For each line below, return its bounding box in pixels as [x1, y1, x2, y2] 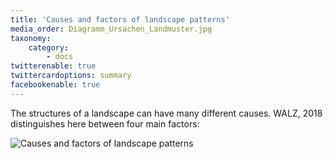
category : [28, 42, 70, 53]
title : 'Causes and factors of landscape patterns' [10, 14, 230, 25]
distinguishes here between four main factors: [10, 117, 200, 130]
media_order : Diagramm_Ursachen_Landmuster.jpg [10, 24, 213, 34]
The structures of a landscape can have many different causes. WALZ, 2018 [10, 107, 323, 119]
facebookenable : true [10, 80, 101, 90]
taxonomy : [10, 33, 52, 43]
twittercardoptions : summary [10, 71, 132, 81]
